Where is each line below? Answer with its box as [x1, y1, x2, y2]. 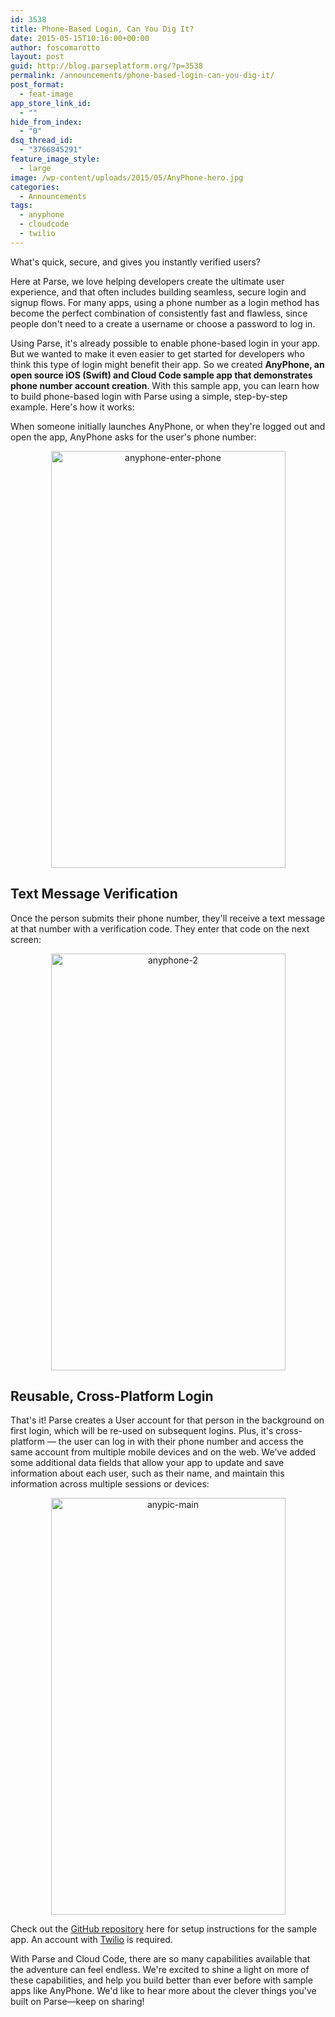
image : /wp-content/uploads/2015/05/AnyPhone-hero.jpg [10, 172, 244, 183]
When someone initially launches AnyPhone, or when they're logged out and [10, 420, 326, 432]
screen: [10, 933, 42, 945]
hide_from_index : [10, 117, 83, 127]
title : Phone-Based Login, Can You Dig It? [10, 24, 195, 34]
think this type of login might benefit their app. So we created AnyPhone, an [10, 358, 325, 370]
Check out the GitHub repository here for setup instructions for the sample [10, 1923, 318, 1935]
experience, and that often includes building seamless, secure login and [10, 286, 307, 298]
